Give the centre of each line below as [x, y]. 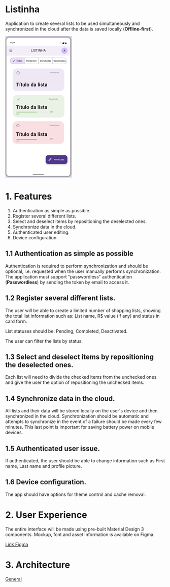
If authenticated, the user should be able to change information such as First [85, 460]
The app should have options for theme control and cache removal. [76, 494]
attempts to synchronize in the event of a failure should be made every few [84, 422]
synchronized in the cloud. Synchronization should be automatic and [77, 416]
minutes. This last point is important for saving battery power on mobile [80, 427]
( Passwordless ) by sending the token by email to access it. [67, 282]
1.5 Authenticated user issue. [53, 448]
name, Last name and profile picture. [44, 466]
